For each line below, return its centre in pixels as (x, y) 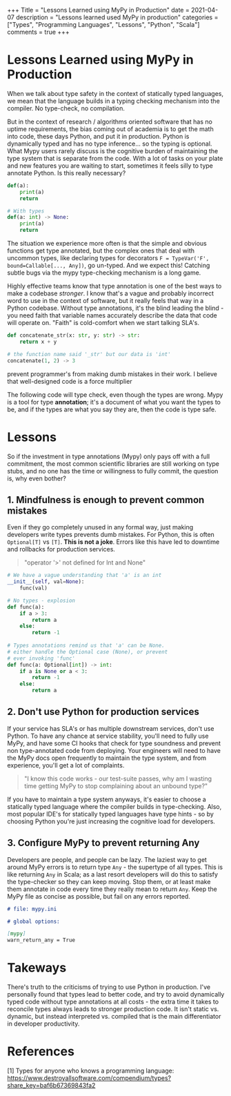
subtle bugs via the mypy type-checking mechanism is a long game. (104, 273)
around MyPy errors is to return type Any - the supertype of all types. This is (115, 867)
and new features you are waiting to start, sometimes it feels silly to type (110, 166)
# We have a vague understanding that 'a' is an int (84, 576)
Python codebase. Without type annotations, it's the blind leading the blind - (115, 308)
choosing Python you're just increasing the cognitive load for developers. (111, 821)
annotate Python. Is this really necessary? (67, 173)
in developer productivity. (43, 1024)
